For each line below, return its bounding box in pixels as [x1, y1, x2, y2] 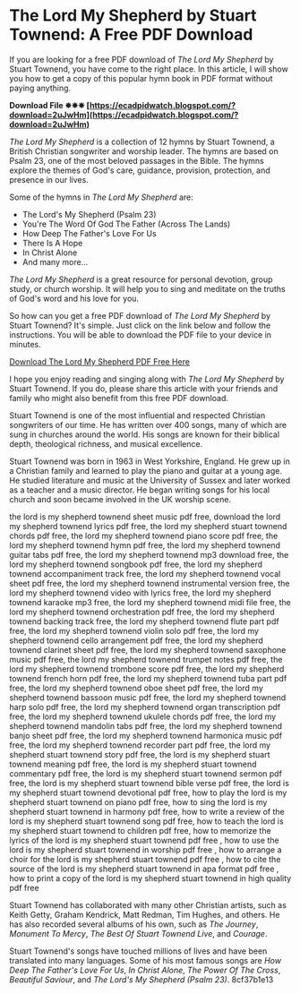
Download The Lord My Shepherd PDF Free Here [9, 356, 191, 367]
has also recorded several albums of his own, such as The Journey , [9, 919, 259, 930]
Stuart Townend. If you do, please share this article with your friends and [9, 382, 279, 394]
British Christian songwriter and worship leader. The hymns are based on [9, 145, 279, 157]
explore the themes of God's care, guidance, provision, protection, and [9, 165, 270, 176]
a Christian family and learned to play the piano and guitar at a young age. [9, 465, 282, 476]
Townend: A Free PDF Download [9, 24, 253, 45]
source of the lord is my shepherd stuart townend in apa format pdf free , [9, 863, 279, 874]
